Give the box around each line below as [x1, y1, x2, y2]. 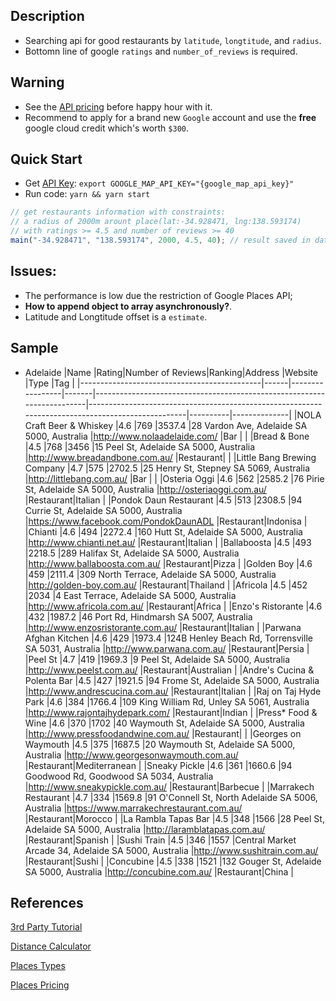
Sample [10, 340, 59, 357]
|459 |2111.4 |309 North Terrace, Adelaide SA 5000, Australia [24, 568, 277, 580]
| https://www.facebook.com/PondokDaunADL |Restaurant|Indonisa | [24, 515, 308, 527]
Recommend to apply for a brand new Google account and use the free [24, 111, 317, 123]
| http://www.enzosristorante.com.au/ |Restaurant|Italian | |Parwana [24, 621, 302, 633]
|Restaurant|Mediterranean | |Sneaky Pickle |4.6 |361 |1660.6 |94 [24, 759, 293, 771]
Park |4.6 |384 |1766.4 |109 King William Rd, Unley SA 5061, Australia [24, 695, 310, 708]
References [10, 894, 84, 911]
